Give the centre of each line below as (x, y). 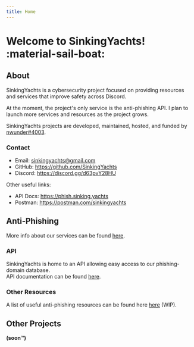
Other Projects (34, 323)
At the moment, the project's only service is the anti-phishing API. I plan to (97, 108)
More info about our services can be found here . (66, 235)
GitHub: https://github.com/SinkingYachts (66, 167)
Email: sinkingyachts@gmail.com (55, 160)
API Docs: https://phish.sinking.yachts (62, 196)
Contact (18, 148)
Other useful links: (29, 185)
